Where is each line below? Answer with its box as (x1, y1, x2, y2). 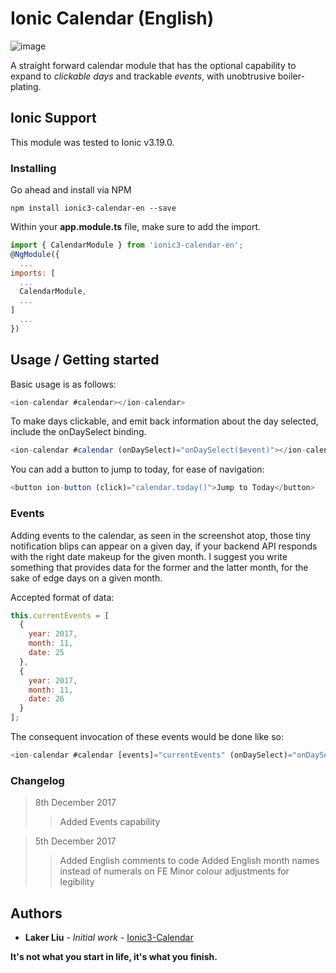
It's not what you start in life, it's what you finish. (10, 951, 218, 963)
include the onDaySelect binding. (10, 426, 147, 438)
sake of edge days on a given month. (10, 572, 163, 584)
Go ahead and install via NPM (10, 184, 132, 196)
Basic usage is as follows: (10, 378, 117, 390)
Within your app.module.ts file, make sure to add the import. (10, 221, 262, 233)
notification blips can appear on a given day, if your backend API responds (10, 540, 318, 552)
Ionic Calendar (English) (10, 7, 215, 30)
